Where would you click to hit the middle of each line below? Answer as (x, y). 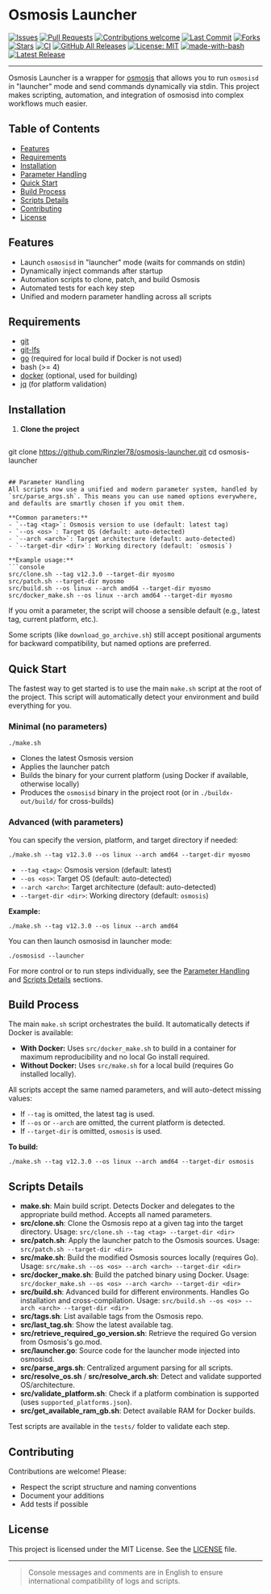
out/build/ (38, 802)
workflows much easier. (48, 104)
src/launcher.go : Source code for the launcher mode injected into (130, 1351)
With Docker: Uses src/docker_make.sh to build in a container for (128, 1048)
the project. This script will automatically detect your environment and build (134, 697)
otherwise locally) (50, 784)
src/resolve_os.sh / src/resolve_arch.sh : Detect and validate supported (141, 1376)
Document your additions (62, 1496)
